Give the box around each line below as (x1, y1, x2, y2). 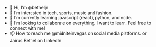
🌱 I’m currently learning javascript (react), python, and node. (9, 15, 132, 20)
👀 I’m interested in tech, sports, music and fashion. (9, 10, 113, 16)
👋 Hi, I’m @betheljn (9, 5, 49, 10)
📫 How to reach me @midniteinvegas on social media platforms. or (9, 31, 147, 36)
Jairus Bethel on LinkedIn (9, 38, 62, 43)
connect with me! (9, 25, 45, 31)
